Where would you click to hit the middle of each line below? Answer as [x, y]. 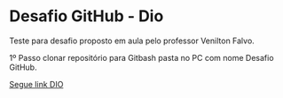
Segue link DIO [36, 84]
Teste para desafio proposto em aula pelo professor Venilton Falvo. [132, 41]
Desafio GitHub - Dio [86, 16]
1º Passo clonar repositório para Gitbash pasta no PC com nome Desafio [141, 57]
